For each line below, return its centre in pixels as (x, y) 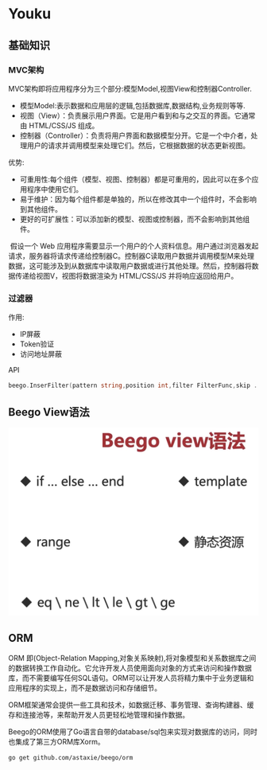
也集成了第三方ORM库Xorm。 (56, 742)
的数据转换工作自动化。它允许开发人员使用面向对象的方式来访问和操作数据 (130, 668)
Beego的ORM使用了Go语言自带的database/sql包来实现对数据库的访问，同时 (133, 732)
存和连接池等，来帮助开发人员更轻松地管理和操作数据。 (99, 715)
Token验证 (37, 344)
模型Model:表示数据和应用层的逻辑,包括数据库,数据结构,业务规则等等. (133, 105)
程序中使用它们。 (55, 189)
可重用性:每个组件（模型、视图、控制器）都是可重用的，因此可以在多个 (135, 179)
